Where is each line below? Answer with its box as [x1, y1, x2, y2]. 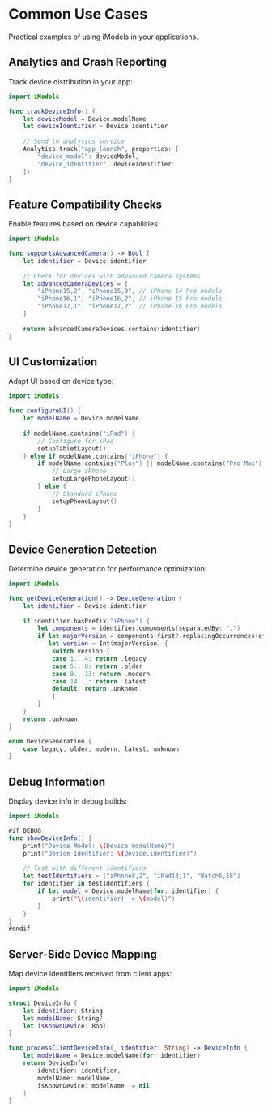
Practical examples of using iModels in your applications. [8, 32, 198, 41]
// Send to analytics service [23, 137, 125, 146]
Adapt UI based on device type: [8, 377, 114, 386]
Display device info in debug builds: [8, 796, 128, 806]
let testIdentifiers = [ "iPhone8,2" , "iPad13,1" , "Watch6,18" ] [23, 872, 241, 881]
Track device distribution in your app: [8, 76, 134, 86]
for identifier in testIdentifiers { [23, 880, 151, 888]
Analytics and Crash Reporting [8, 55, 168, 69]
